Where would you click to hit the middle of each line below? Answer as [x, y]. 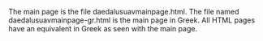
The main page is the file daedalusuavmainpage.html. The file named [124, 12]
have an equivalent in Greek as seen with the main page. [103, 29]
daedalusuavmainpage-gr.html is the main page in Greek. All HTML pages [132, 20]
